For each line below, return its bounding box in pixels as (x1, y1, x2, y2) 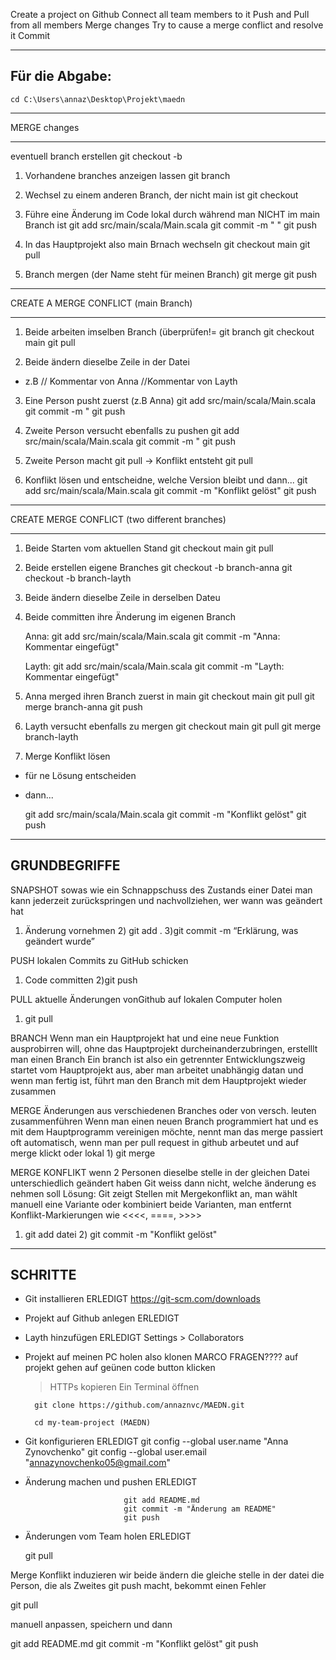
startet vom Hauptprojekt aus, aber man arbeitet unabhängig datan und (10, 1064, 304, 1076)
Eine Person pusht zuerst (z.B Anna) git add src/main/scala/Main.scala (24, 394, 316, 406)
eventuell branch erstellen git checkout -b (10, 150, 183, 162)
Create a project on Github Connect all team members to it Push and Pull (10, 9, 310, 20)
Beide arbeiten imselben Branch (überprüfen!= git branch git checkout (24, 325, 315, 338)
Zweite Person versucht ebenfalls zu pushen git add (24, 424, 240, 436)
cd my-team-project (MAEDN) (34, 1418, 152, 1428)
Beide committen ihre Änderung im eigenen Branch (24, 610, 237, 623)
